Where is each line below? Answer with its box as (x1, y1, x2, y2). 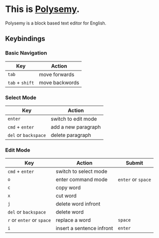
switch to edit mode (50, 115, 97, 122)
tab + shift (7, 79, 34, 86)
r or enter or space (7, 216, 51, 223)
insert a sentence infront (55, 225, 113, 232)
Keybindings (5, 34, 46, 43)
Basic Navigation (5, 49, 47, 56)
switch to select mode (55, 168, 108, 175)
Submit (126, 159, 144, 166)
